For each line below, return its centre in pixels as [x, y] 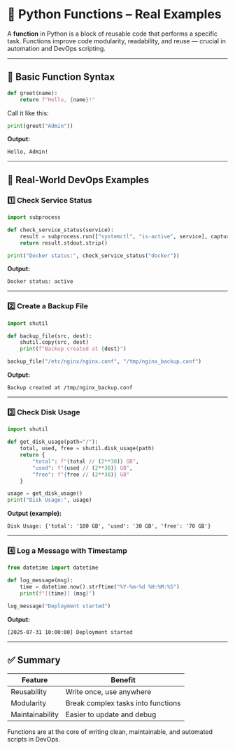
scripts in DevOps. [34, 739]
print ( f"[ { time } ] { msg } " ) [58, 593]
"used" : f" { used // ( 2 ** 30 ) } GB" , [83, 468]
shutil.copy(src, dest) [55, 342]
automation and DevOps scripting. [57, 48]
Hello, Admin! [28, 152]
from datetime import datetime [53, 568]
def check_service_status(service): [60, 230]
